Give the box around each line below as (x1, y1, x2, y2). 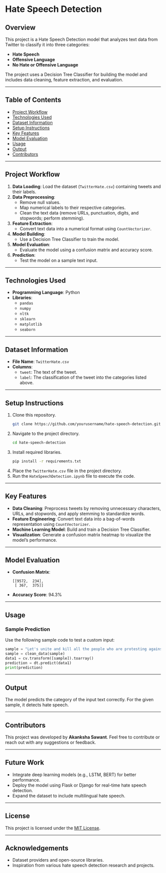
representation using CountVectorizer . (12, 521, 90, 527)
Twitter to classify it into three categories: (5, 42, 90, 48)
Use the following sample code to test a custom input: (5, 637, 115, 643)
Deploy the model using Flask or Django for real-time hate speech (12, 782, 147, 788)
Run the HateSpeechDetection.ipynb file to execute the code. (12, 473, 135, 479)
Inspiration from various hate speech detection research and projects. (12, 863, 155, 869)
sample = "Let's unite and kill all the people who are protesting (5, 647, 147, 652)
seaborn (19, 327, 36, 332)
